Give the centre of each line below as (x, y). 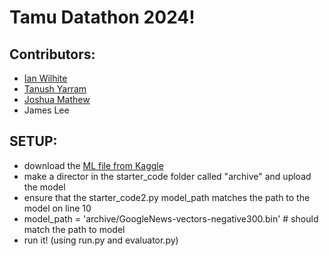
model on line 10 (57, 208)
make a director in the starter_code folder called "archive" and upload (167, 176)
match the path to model (74, 229)
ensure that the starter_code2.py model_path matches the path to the (167, 197)
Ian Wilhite (45, 78)
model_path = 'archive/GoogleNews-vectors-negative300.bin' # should (171, 218)
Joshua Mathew (57, 99)
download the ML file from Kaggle (93, 165)
